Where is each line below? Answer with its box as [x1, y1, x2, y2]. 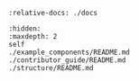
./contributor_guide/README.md [8, 56, 126, 65]
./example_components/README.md [8, 48, 130, 57]
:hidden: [8, 24, 42, 33]
